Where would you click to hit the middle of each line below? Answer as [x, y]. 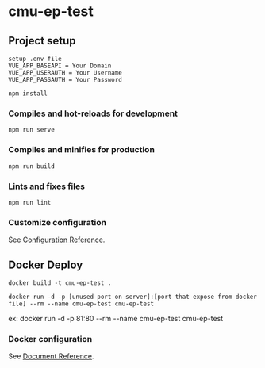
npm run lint [30, 202]
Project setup [42, 41]
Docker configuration [50, 339]
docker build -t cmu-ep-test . [60, 283]
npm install [28, 94]
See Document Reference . [51, 356]
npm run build [32, 166]
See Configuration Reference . [57, 240]
